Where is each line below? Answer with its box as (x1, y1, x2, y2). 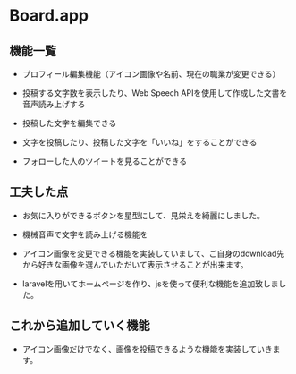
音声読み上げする (21, 99, 86, 109)
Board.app (9, 5, 89, 26)
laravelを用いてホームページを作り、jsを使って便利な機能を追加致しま (21, 278, 279, 289)
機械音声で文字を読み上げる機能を (21, 229, 148, 240)
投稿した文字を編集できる (21, 118, 117, 128)
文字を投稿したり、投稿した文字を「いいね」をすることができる (21, 137, 258, 148)
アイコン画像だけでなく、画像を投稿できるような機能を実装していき (21, 344, 273, 354)
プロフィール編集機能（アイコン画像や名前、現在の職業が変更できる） (21, 69, 281, 79)
